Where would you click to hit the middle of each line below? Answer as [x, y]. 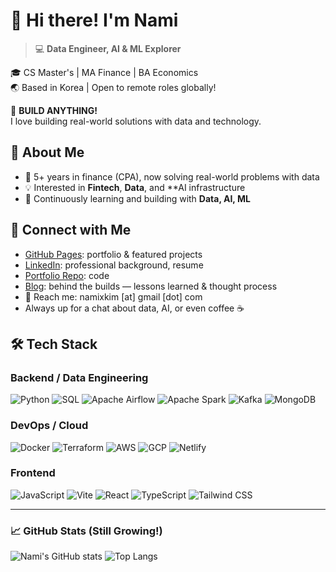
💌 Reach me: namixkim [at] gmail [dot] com [113, 296]
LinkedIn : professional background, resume [114, 265]
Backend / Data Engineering [79, 377]
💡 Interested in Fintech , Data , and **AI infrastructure [135, 187]
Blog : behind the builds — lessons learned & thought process [151, 286]
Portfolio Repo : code [67, 275]
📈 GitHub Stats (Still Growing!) [86, 531]
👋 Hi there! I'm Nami [94, 20]
